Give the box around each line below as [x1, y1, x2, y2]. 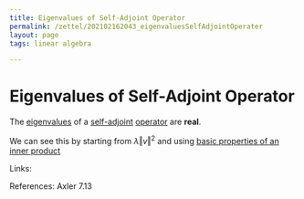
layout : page [9, 30, 59, 39]
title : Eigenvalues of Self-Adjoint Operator [9, 13, 185, 23]
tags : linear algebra [9, 38, 92, 48]
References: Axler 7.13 [9, 180, 93, 192]
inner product [9, 145, 61, 156]
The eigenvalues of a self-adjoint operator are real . [9, 116, 202, 128]
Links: [9, 162, 32, 173]
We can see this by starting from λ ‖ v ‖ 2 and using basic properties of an [9, 134, 280, 146]
